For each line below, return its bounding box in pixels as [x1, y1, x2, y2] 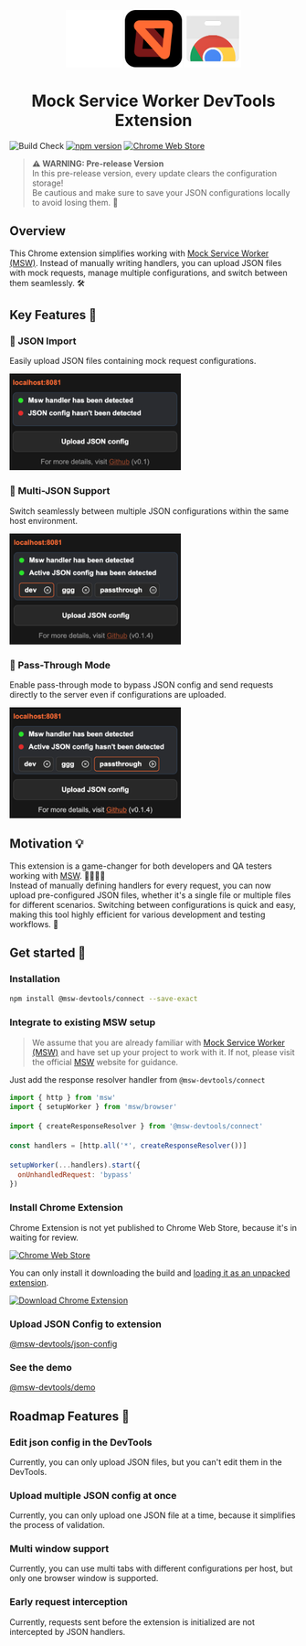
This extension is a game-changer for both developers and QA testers [9, 860, 272, 871]
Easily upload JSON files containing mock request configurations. [9, 356, 257, 367]
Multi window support [9, 1543, 110, 1555]
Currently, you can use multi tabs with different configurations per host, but [9, 1563, 293, 1574]
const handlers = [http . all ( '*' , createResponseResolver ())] [9, 1140, 248, 1150]
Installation [9, 973, 61, 986]
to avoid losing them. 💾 [31, 197, 119, 208]
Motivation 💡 [9, 836, 84, 851]
